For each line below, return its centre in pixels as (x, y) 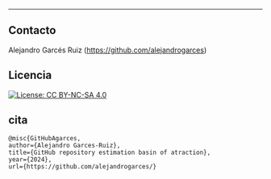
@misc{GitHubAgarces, (45, 139)
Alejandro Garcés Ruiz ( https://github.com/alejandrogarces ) (108, 50)
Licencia (30, 75)
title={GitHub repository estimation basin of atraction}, (110, 153)
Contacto (32, 30)
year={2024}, (30, 160)
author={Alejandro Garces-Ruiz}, (65, 146)
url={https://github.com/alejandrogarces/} (83, 167)
